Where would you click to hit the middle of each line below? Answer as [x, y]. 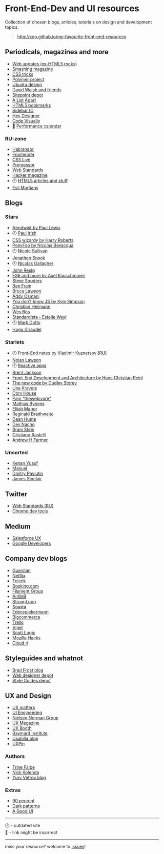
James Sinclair [27, 479]
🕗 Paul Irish [24, 233]
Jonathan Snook [29, 258]
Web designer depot [33, 675]
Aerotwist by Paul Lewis [36, 227]
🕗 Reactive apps [29, 366]
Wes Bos [21, 312]
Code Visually [26, 121]
